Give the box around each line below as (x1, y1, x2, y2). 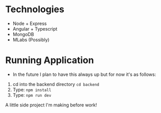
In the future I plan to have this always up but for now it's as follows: (12, 71, 156, 77)
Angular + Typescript (12, 25, 58, 32)
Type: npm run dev (12, 92, 52, 98)
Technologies (5, 4, 65, 15)
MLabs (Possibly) (12, 37, 50, 43)
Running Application (5, 54, 94, 66)
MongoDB (12, 31, 34, 37)
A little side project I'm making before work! (5, 102, 97, 108)
